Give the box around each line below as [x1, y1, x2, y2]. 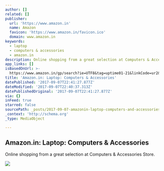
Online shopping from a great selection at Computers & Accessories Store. [5, 151, 155, 157]
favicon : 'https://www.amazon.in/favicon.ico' [9, 30, 106, 35]
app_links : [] [5, 62, 34, 66]
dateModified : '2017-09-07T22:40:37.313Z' [5, 84, 93, 89]
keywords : [5, 39, 25, 44]
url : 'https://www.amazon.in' [9, 21, 71, 26]
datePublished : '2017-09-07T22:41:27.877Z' [5, 80, 95, 85]
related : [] [5, 12, 29, 17]
